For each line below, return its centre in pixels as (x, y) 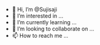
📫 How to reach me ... (40, 36)
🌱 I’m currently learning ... (44, 22)
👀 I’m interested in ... (38, 16)
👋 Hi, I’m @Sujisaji (35, 9)
